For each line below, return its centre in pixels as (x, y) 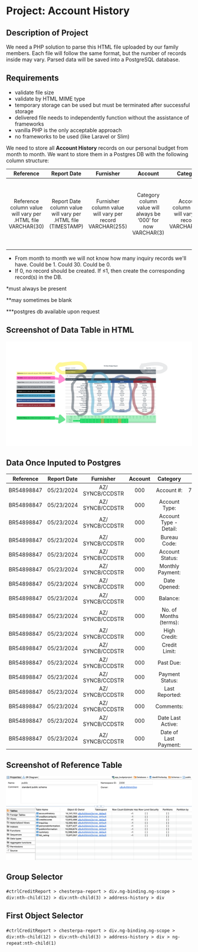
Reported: (169, 695)
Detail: (169, 529)
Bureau (169, 537)
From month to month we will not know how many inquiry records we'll (100, 258)
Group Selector (34, 877)
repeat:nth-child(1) (32, 943)
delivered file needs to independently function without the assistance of (102, 117)
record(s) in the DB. (39, 277)
